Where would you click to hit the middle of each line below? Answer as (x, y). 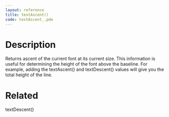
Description (31, 45)
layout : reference (25, 10)
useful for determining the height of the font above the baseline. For (76, 64)
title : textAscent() (27, 15)
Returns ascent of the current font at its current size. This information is (80, 58)
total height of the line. (29, 75)
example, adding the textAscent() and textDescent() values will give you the (85, 70)
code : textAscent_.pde (29, 19)
